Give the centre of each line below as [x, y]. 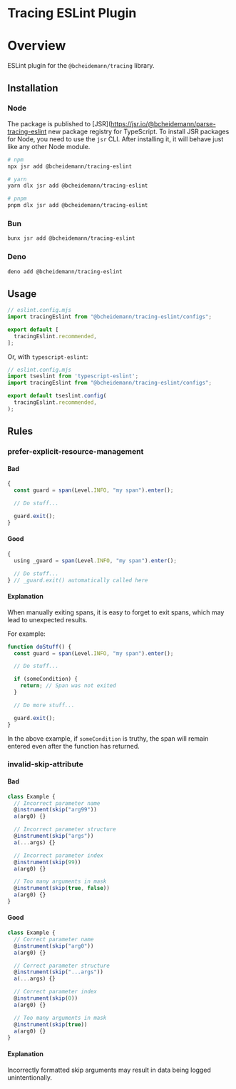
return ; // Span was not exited [68, 686]
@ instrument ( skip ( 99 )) [47, 862]
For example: [27, 634]
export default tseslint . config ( [57, 396]
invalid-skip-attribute [45, 764]
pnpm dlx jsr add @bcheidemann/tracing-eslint [78, 206]
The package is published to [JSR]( [59, 123]
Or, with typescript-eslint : [48, 356]
